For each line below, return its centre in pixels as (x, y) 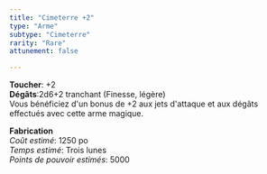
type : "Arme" (34, 26)
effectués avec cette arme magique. (77, 114)
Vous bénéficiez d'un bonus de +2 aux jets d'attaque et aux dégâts (134, 104)
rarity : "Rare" (38, 43)
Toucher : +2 (32, 85)
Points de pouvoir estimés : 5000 (70, 160)
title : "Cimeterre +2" (52, 18)
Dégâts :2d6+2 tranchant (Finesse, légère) (87, 95)
